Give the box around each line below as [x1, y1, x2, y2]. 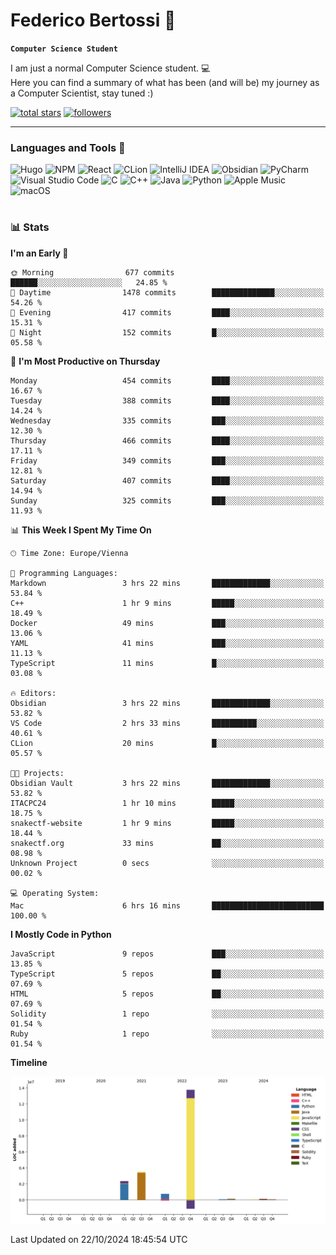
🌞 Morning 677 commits [10, 267, 175, 278]
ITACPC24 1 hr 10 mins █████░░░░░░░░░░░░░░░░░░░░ [10, 798, 325, 808]
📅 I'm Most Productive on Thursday [10, 355, 161, 367]
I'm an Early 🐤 [10, 247, 69, 259]
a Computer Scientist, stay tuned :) [10, 87, 154, 99]
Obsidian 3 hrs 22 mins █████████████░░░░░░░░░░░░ [10, 698, 325, 708]
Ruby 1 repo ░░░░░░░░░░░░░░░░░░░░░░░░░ [10, 1029, 325, 1039]
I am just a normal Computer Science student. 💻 [10, 62, 211, 74]
